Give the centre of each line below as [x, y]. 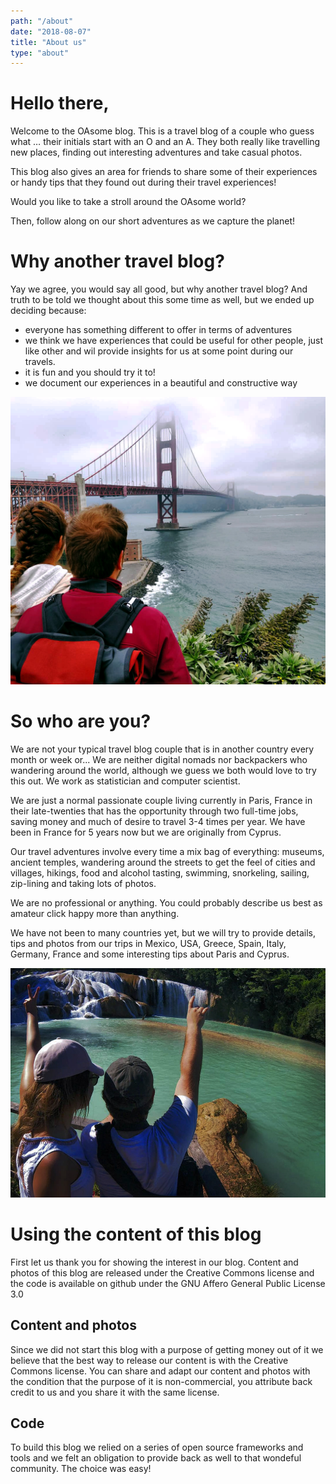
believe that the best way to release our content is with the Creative [149, 1360]
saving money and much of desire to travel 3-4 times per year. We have [158, 821]
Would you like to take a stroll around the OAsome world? [128, 202]
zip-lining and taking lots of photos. [83, 883]
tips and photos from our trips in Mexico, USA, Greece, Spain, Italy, [148, 943]
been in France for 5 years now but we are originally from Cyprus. [146, 832]
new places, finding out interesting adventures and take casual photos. [156, 152]
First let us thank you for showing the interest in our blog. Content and [154, 1262]
